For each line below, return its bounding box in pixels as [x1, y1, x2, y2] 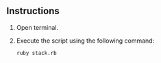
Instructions [6, 5, 60, 17]
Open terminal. [16, 23, 59, 31]
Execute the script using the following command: [16, 37, 155, 45]
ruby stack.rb [16, 49, 57, 56]
